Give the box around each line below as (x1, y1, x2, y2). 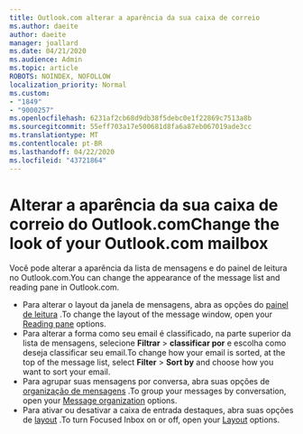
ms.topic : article (9, 64, 78, 73)
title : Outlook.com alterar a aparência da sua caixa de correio (9, 13, 260, 23)
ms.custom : (9, 88, 50, 97)
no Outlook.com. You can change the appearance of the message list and (9, 272, 280, 283)
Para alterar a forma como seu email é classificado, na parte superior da (22, 328, 291, 339)
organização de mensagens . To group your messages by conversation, (22, 385, 287, 397)
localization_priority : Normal (9, 80, 127, 89)
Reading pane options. (22, 319, 106, 329)
